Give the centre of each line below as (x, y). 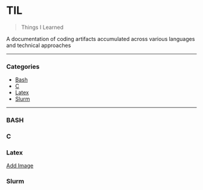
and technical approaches (39, 45)
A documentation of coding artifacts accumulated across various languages (101, 39)
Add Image (20, 166)
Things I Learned (42, 27)
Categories (23, 66)
